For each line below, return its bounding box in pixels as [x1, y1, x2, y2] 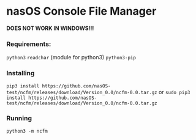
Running [6, 114, 32, 123]
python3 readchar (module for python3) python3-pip [6, 54, 137, 61]
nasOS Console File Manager [6, 4, 157, 18]
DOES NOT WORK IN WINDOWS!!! [6, 24, 94, 32]
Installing [6, 69, 35, 78]
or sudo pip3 [158, 88, 190, 95]
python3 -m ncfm [6, 128, 48, 134]
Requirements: [6, 40, 51, 48]
